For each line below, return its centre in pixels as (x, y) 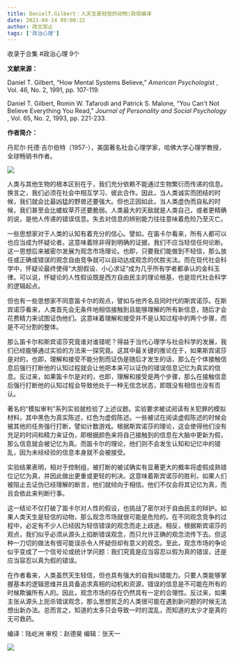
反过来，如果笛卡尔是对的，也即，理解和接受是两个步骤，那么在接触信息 (123, 376)
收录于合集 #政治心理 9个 (44, 54)
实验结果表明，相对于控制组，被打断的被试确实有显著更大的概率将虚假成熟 (114, 467)
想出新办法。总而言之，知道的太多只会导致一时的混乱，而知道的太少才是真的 (117, 610)
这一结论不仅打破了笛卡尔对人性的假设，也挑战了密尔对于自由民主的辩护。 (114, 508)
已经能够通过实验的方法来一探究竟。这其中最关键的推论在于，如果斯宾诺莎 (120, 351)
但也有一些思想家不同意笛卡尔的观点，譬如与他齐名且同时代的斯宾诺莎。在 (114, 301)
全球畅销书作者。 (32, 156)
